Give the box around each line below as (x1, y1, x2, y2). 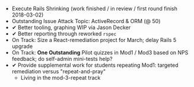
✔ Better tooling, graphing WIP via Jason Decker (11, 24, 131, 31)
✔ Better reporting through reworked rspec (11, 30, 117, 37)
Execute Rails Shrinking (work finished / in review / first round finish (11, 5, 178, 12)
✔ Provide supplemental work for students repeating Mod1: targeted (11, 62, 179, 69)
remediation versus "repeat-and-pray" (11, 68, 106, 75)
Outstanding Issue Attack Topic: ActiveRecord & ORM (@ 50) (11, 18, 161, 24)
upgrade (11, 43, 33, 50)
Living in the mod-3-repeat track (20, 74, 101, 81)
